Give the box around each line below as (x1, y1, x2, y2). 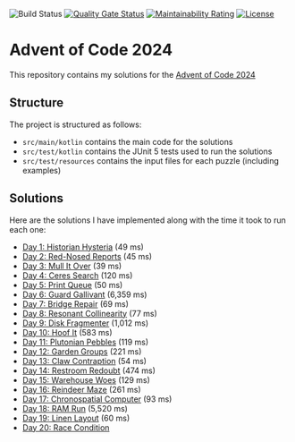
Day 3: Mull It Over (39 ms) (21, 260, 122, 271)
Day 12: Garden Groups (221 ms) (21, 345, 142, 357)
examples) (21, 165, 62, 175)
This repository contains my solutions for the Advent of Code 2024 (9, 69, 257, 80)
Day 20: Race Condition (21, 421, 110, 433)
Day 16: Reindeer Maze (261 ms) (21, 384, 141, 395)
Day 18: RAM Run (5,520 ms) (21, 403, 128, 413)
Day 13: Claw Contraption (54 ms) (21, 355, 147, 366)
